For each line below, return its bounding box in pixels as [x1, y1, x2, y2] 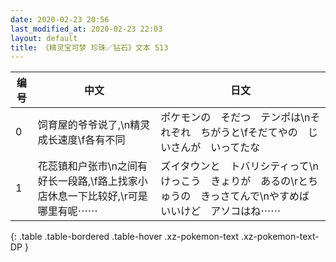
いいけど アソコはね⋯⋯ [160, 204, 282, 218]
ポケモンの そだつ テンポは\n [160, 111, 311, 125]
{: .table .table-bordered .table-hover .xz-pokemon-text [10, 231, 240, 243]
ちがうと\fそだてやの [200, 126, 298, 140]
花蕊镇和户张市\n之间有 [37, 159, 148, 173]
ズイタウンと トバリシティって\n [160, 159, 319, 173]
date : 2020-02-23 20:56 [10, 14, 110, 25]
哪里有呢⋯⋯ [37, 204, 98, 218]
